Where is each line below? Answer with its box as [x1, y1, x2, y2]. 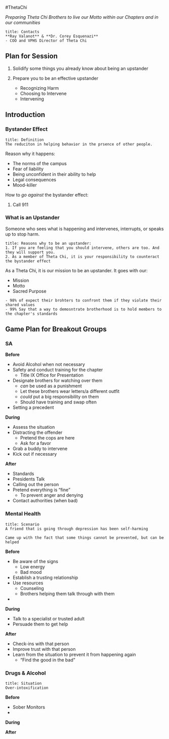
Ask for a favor [20, 440, 52, 447]
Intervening [20, 96, 44, 102]
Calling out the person [12, 482, 59, 488]
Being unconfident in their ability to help [12, 171, 96, 177]
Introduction [5, 110, 46, 119]
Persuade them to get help [12, 621, 68, 627]
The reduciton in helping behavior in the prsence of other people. [5, 141, 153, 146]
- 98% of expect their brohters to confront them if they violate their [5, 298, 162, 303]
